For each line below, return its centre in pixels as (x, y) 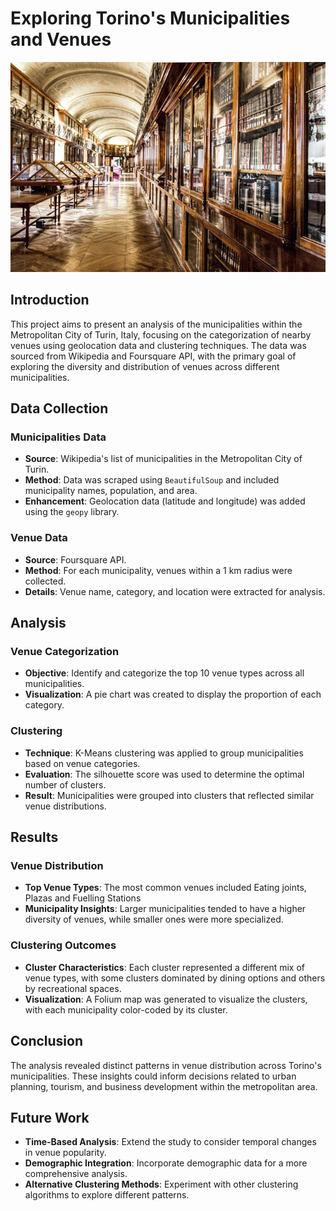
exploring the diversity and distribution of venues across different (145, 366)
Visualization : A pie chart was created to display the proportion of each (173, 694)
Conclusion (47, 1041)
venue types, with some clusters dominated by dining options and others (175, 978)
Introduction (50, 300)
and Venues (61, 39)
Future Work (50, 1117)
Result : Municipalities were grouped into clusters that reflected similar (169, 795)
